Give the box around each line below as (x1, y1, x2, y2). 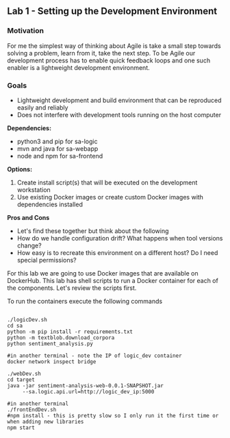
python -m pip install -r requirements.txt (7, 328, 133, 335)
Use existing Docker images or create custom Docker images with (16, 193, 204, 201)
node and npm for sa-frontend (16, 151, 103, 160)
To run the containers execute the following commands (7, 297, 163, 305)
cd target (7, 376, 36, 383)
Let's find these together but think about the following (16, 226, 169, 235)
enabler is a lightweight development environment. (7, 63, 151, 71)
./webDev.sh (7, 370, 41, 377)
